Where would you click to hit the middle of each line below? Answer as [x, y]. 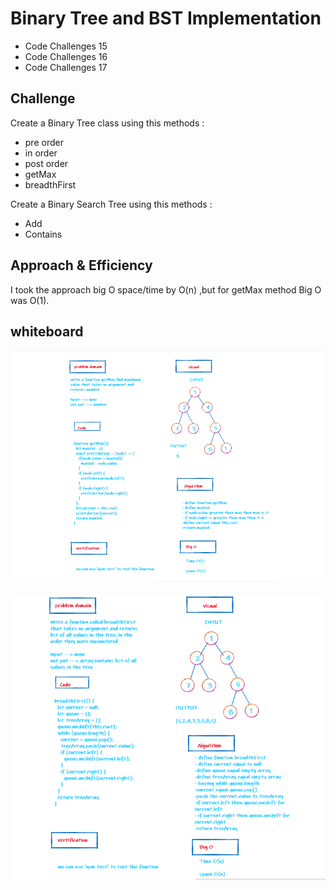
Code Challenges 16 [66, 56]
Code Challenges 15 [66, 46]
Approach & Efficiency [81, 265]
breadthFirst [50, 184]
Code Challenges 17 [66, 67]
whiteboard [47, 331]
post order [46, 163]
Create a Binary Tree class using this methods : [107, 123]
